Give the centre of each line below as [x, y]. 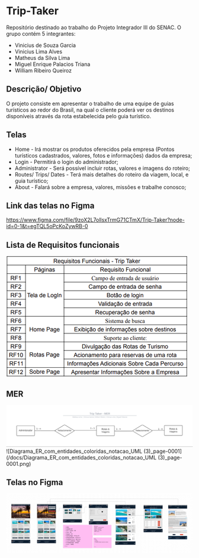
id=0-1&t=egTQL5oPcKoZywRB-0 [47, 226]
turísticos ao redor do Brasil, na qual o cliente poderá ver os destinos [90, 110]
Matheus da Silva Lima [42, 58]
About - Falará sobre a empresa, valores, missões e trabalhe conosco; [100, 187]
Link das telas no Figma [50, 205]
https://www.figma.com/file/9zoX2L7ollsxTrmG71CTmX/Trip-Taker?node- [95, 220]
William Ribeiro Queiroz [43, 70]
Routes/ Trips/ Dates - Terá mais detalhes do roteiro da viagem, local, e [102, 174]
